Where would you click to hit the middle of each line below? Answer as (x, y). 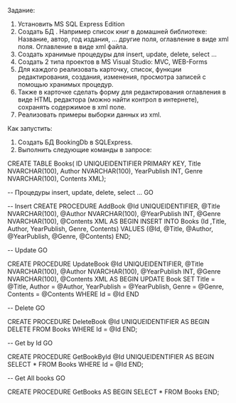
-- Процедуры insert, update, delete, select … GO (81, 192)
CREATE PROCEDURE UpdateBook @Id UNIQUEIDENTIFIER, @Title (106, 264)
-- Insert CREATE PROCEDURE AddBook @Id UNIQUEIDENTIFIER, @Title (114, 206)
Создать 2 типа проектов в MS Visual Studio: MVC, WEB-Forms (112, 62)
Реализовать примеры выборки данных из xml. (90, 114)
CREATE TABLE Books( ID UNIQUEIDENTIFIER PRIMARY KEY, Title (104, 163)
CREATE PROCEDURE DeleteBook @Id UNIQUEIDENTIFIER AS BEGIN (108, 322)
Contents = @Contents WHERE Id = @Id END (74, 294)
